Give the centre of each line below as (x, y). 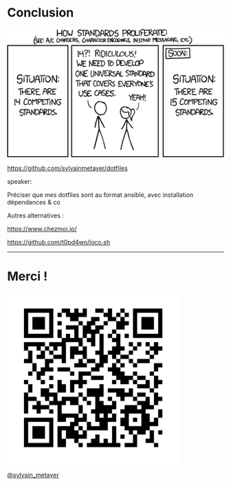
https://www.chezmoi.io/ (42, 229)
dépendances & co (34, 202)
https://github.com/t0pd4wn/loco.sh (59, 242)
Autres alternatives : (35, 215)
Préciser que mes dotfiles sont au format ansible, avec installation (100, 195)
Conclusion (41, 13)
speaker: (20, 181)
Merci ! (27, 276)
